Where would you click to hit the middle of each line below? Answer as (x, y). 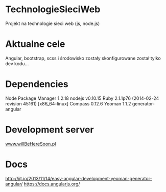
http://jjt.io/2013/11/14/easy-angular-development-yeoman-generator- (79, 178)
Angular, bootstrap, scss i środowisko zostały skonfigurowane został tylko (83, 58)
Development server (50, 130)
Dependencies (37, 84)
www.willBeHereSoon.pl (31, 144)
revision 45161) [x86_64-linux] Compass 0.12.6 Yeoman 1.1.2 (68, 103)
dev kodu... (17, 63)
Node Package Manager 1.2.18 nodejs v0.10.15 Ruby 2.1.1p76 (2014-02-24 (82, 98)
